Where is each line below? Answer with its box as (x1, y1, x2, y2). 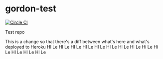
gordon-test (5, 3, 56, 14)
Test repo (5, 29, 25, 35)
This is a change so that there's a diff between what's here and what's (5, 38, 150, 45)
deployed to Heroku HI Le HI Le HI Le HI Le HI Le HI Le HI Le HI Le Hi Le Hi (5, 44, 159, 50)
